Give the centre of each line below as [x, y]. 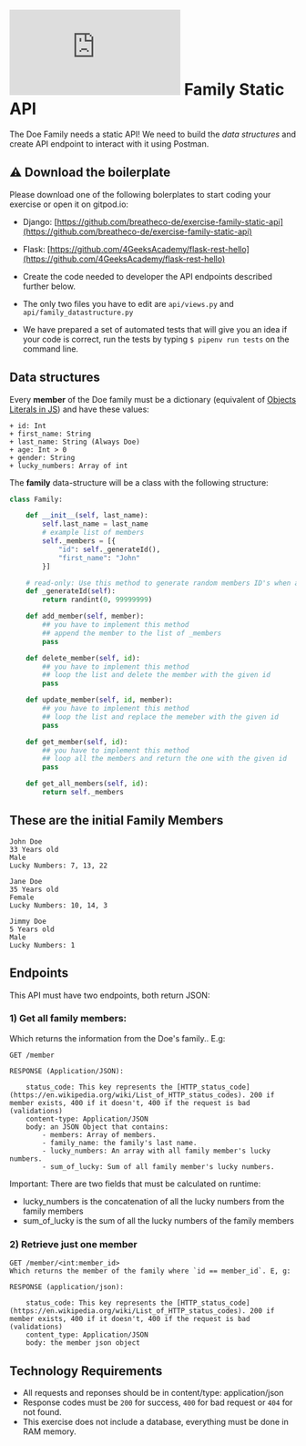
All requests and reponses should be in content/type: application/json [153, 1392]
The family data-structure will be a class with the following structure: [139, 482]
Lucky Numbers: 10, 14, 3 [58, 905]
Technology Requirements [86, 1371]
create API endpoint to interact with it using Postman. [109, 144]
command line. [51, 349]
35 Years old [34, 889]
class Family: [36, 499]
